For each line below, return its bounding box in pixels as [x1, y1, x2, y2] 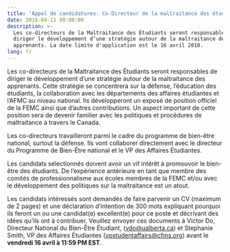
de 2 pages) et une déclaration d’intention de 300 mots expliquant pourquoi [7, 202, 220, 210]
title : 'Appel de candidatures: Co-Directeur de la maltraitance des [7, 10, 210, 17]
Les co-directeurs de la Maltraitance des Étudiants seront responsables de [7, 67, 218, 76]
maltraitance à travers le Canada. [7, 118, 101, 126]
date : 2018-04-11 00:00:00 [7, 16, 84, 23]
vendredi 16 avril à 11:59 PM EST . [7, 238, 102, 247]
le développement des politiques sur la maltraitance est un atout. [7, 181, 190, 190]
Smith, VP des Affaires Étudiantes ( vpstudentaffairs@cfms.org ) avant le [7, 231, 209, 239]
